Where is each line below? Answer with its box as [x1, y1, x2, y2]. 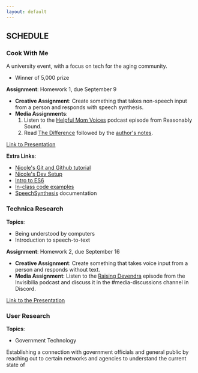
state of [6, 361, 26, 368]
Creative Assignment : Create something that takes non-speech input [14, 97, 187, 105]
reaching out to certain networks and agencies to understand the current [6, 354, 187, 362]
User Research [6, 311, 50, 320]
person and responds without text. [14, 266, 100, 273]
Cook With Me [6, 49, 49, 57]
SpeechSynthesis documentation [14, 189, 97, 197]
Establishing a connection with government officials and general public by [6, 348, 189, 356]
